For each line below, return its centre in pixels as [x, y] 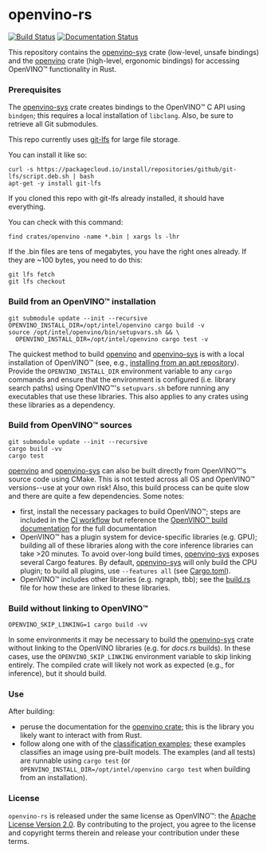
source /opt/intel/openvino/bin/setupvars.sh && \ [94, 332]
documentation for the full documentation [88, 528]
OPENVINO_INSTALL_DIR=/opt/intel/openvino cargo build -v [106, 325]
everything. [27, 207]
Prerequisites [35, 89]
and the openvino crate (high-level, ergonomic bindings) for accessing [124, 61]
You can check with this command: [66, 222]
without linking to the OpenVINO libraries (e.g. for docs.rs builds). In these [130, 648]
